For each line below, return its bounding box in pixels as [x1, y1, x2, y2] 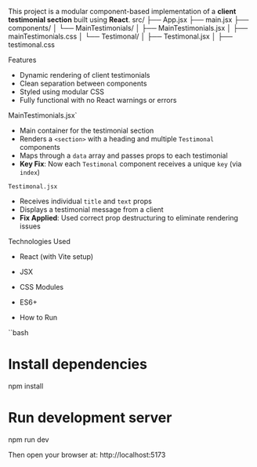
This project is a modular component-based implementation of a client [8, 7, 237, 16]
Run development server [8, 409, 172, 427]
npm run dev [8, 435, 49, 444]
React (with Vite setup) [19, 252, 94, 261]
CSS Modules [19, 283, 64, 291]
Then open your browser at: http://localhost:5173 [8, 450, 166, 459]
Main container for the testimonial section [19, 126, 154, 135]
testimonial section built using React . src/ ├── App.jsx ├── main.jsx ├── [8, 15, 249, 24]
